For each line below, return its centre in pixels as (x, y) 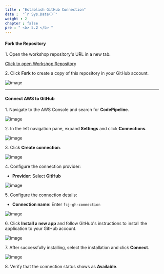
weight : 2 (16, 19)
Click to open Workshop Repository (41, 64)
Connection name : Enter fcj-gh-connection (56, 204)
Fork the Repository (26, 43)
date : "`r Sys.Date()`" (31, 14)
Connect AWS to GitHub (30, 98)
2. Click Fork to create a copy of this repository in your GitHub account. (77, 73)
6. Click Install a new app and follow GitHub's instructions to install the (76, 223)
